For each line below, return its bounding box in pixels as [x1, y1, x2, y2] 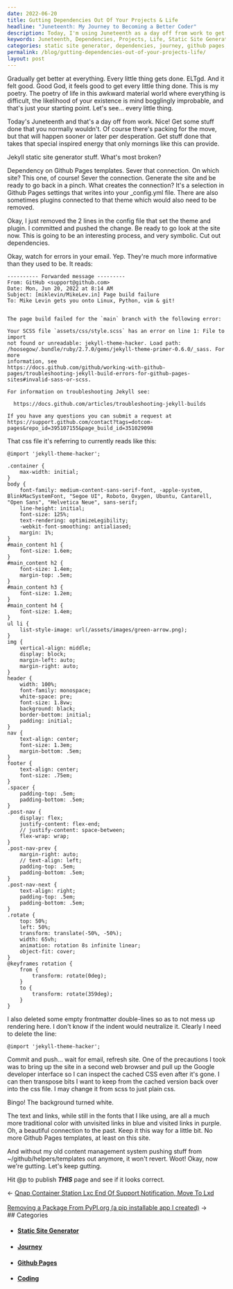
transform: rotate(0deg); [32, 972, 107, 979]
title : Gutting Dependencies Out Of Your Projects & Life [7, 17, 178, 24]
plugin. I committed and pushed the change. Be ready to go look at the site [7, 223, 221, 232]
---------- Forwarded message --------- [7, 273, 126, 280]
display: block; [19, 650, 67, 658]
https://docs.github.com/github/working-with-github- [7, 364, 166, 371]
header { [7, 674, 33, 682]
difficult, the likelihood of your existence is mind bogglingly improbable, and [7, 96, 224, 105]
